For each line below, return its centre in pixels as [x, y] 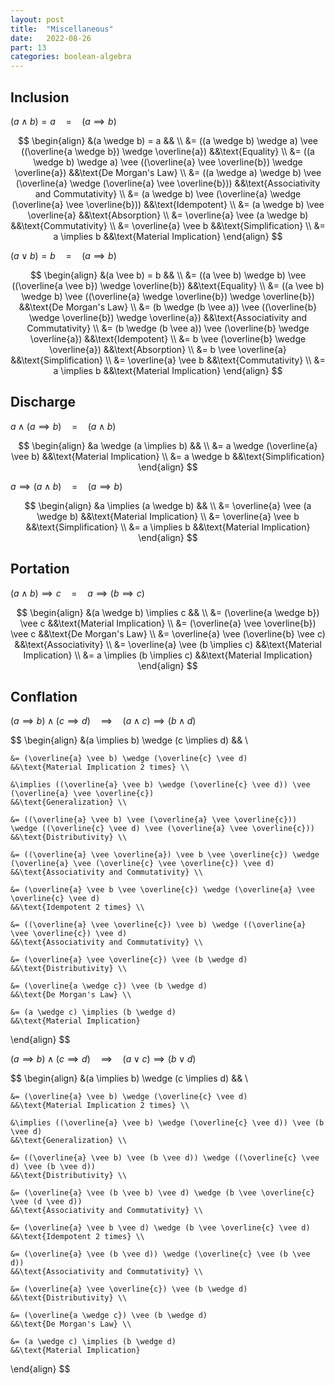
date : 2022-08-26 [51, 38]
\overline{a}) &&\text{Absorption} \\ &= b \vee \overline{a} [168, 349]
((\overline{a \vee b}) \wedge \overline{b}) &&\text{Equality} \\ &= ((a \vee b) [168, 285]
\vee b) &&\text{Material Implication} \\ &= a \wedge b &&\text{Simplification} [168, 456]
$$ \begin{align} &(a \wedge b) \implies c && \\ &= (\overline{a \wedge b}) [168, 612]
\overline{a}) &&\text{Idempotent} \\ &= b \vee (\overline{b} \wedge [168, 338]
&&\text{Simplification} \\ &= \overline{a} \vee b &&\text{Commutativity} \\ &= [168, 360]
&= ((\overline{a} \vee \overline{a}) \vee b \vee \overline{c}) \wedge [165, 855]
